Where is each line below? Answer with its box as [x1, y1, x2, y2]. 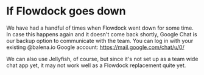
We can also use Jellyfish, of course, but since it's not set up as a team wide [6, 55, 199, 62]
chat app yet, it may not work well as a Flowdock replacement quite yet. [6, 62, 186, 69]
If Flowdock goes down [6, 4, 126, 18]
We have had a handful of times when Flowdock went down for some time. [6, 24, 194, 31]
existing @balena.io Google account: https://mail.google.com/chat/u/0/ [6, 44, 185, 51]
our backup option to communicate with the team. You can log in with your [6, 37, 194, 44]
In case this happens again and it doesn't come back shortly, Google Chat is [6, 30, 197, 37]
